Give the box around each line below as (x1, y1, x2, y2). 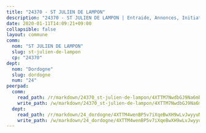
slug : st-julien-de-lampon (12, 49, 81, 55)
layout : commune (6, 32, 48, 38)
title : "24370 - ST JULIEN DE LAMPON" (6, 9, 105, 15)
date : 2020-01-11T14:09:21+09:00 (6, 20, 92, 26)
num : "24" (12, 77, 37, 83)
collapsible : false (6, 26, 56, 32)
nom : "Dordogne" (12, 66, 53, 72)
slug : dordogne (12, 72, 51, 78)
